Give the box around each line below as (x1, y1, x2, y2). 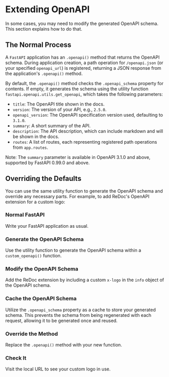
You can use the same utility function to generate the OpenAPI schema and (5, 187, 163, 194)
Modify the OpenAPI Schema (5, 265, 78, 273)
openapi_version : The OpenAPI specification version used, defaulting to (12, 112, 163, 118)
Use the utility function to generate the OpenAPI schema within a (5, 247, 142, 253)
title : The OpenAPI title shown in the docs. (12, 101, 105, 107)
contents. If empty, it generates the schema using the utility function (5, 86, 149, 92)
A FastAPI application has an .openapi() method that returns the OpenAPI (5, 54, 160, 60)
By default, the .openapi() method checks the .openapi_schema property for (5, 80, 164, 86)
